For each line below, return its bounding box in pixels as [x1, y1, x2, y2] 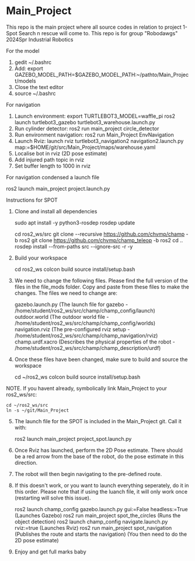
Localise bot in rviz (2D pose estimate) [14, 149, 108, 157]
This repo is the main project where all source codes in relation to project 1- [6, 23, 188, 30]
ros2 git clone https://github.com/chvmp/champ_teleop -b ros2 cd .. [19, 236, 183, 244]
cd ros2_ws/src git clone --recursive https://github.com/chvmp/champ [14, 230, 185, 237]
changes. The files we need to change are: [14, 289, 118, 297]
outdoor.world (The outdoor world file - [14, 313, 109, 320]
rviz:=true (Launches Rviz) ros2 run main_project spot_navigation [14, 524, 172, 531]
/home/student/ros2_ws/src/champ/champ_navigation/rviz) [14, 332, 158, 339]
